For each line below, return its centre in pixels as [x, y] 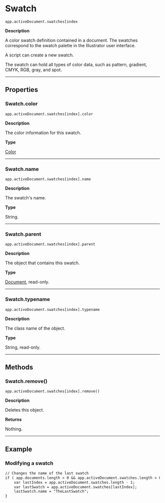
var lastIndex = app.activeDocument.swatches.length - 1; [74, 482]
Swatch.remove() [26, 381]
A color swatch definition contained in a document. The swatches [71, 40]
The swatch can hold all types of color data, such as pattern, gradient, [76, 64]
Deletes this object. [25, 410]
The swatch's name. [26, 197]
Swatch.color [21, 104]
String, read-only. [23, 347]
